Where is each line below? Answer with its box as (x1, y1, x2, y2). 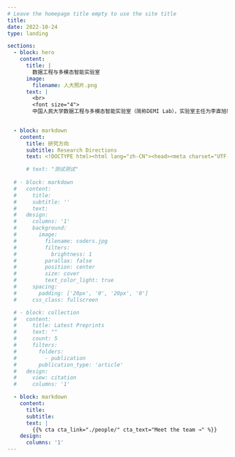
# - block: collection (13, 309, 80, 316)
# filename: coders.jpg (13, 237, 108, 244)
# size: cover (13, 270, 80, 277)
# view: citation (13, 374, 77, 381)
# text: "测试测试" (25, 166, 79, 173)
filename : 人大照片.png (32, 81, 98, 88)
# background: (13, 225, 68, 232)
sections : (7, 43, 36, 50)
